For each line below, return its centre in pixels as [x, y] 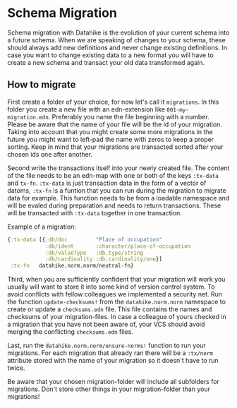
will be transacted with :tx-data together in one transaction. [95, 212]
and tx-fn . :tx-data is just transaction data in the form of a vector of [107, 183]
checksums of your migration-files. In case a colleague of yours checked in [117, 317]
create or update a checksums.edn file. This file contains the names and [110, 309]
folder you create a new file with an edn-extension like [86, 109]
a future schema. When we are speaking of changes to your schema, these [116, 40]
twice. [16, 368]
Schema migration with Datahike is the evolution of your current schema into [119, 32]
